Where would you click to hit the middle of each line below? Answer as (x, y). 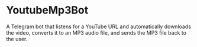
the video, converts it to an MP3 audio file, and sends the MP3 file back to (96, 32)
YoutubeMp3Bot (47, 10)
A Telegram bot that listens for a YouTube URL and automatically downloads (98, 26)
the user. (17, 39)
